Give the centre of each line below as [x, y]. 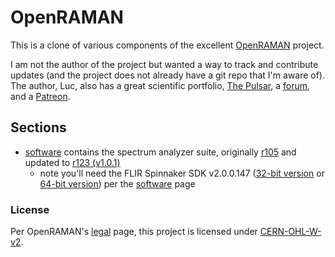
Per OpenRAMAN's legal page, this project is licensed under [134, 232]
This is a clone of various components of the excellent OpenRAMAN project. [167, 45]
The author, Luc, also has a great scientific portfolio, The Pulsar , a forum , [160, 85]
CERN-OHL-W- [290, 232]
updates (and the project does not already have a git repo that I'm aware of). [167, 75]
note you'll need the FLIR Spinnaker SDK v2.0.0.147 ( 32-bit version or [182, 173]
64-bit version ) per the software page [117, 183]
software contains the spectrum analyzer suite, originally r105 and [160, 152]
